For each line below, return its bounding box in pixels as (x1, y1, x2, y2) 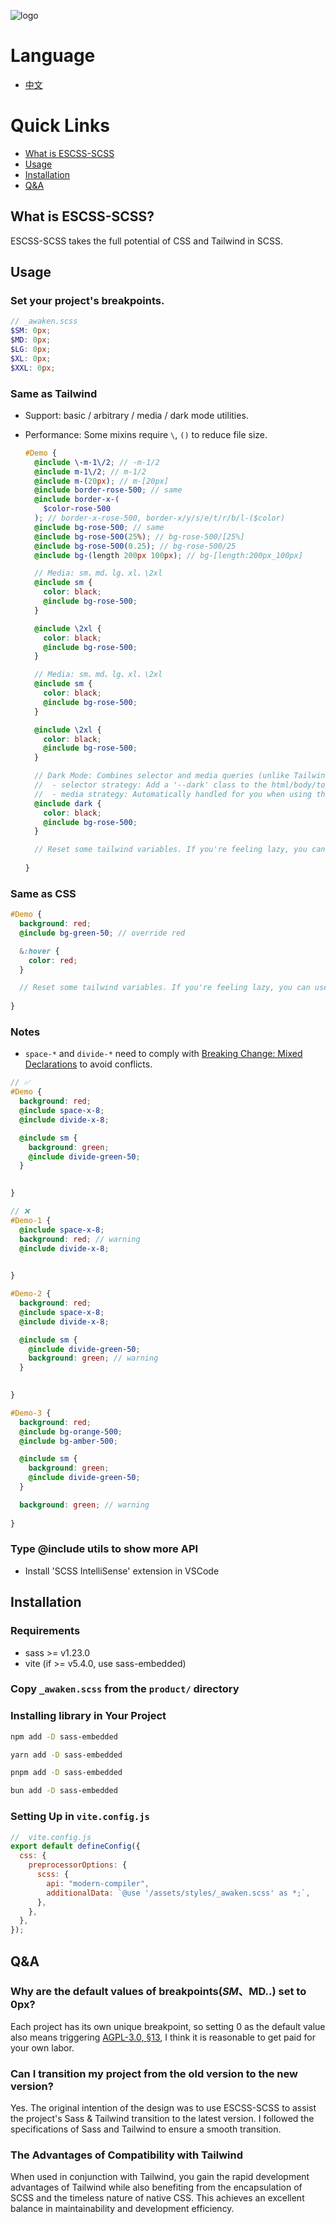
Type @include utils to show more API (10, 1542, 199, 1556)
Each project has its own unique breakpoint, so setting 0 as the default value (10, 2020, 326, 2032)
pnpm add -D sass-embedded (10, 1768, 123, 1778)
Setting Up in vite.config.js (10, 1810, 150, 1824)
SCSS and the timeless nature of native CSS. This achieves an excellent (10, 2192, 305, 2204)
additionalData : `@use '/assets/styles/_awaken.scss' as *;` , (46, 1888, 311, 1898)
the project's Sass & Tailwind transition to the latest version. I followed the (10, 2113, 315, 2125)
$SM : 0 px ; (10, 326, 52, 336)
